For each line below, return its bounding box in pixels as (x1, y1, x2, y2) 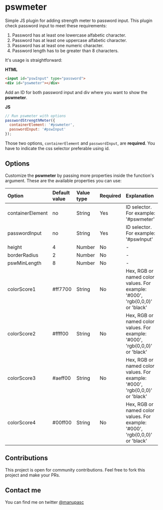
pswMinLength (7, 260, 42, 266)
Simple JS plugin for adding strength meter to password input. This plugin (5, 18, 153, 23)
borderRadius (7, 251, 39, 258)
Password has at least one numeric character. (12, 42, 104, 48)
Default (52, 189, 70, 196)
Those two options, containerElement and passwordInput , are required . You (5, 140, 155, 146)
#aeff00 (52, 375, 71, 381)
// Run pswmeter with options (5, 113, 66, 118)
